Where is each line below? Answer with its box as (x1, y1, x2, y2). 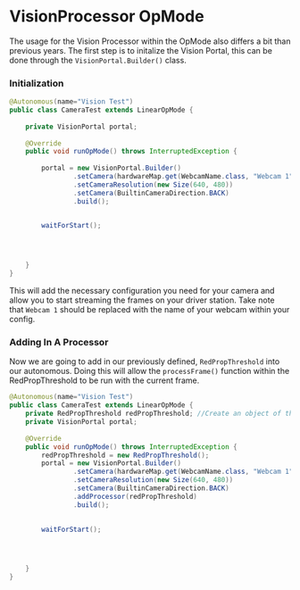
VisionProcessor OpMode (9, 6, 204, 27)
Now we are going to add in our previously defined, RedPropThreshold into (9, 356, 280, 367)
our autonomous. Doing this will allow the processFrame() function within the (9, 366, 290, 377)
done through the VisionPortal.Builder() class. (9, 54, 187, 65)
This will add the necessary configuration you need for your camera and (9, 286, 275, 296)
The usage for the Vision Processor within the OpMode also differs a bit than (9, 36, 291, 46)
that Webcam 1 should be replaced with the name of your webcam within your (9, 304, 290, 315)
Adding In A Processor (9, 337, 109, 349)
